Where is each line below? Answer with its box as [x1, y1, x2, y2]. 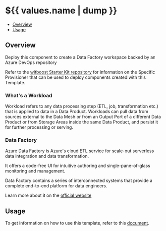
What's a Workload [5, 92, 53, 99]
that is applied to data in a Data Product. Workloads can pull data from [5, 109, 149, 115]
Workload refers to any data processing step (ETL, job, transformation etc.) [5, 103, 159, 109]
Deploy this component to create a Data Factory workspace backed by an [5, 54, 156, 60]
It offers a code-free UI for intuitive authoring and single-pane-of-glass [5, 163, 150, 169]
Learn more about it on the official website [5, 192, 92, 198]
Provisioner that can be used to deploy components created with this [5, 74, 146, 80]
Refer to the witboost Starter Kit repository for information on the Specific [5, 69, 155, 75]
